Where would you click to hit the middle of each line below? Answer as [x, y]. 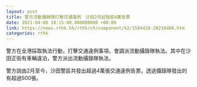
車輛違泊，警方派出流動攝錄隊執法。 [70, 58]
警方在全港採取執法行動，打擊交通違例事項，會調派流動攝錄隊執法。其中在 [96, 51]
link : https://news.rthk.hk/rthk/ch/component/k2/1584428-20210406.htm [95, 28]
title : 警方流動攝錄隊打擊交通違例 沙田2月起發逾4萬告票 [68, 17]
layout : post [22, 11]
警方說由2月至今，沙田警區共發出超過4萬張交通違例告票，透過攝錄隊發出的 [97, 71]
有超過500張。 [24, 78]
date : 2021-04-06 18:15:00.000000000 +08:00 [61, 22]
